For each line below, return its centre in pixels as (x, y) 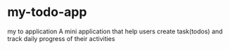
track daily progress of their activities (61, 38)
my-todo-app (47, 12)
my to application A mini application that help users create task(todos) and (115, 31)
